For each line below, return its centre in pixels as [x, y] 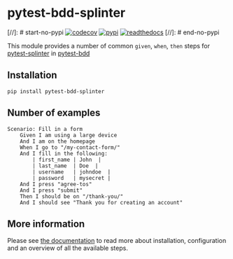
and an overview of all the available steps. [68, 248]
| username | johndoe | [72, 172]
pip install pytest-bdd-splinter [56, 91]
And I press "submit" [51, 190]
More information [46, 224]
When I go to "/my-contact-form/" [70, 147]
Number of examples [54, 113]
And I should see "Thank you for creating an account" [101, 202]
